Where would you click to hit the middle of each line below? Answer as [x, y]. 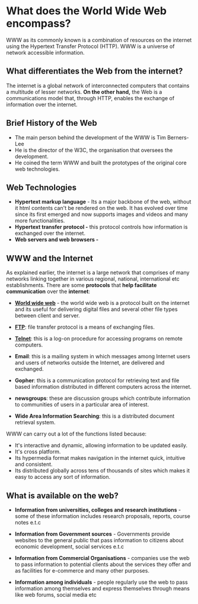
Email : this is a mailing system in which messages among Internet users [103, 357]
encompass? [39, 23]
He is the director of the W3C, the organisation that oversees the [94, 150]
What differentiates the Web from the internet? [95, 71]
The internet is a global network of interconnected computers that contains [98, 85]
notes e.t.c [28, 522]
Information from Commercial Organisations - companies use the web [102, 558]
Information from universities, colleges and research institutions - [98, 510]
